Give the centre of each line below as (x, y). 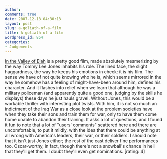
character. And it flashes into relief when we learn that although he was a (80, 87)
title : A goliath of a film (34, 33)
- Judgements (19, 47)
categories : (17, 42)
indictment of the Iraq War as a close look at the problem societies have (79, 109)
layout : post (19, 24)
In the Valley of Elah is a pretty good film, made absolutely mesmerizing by (82, 61)
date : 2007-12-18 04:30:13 (33, 19)
